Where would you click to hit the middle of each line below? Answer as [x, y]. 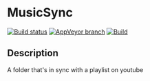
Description [33, 53]
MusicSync [40, 13]
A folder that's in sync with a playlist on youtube [75, 69]
